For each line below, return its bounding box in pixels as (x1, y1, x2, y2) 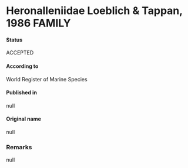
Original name (6, 115, 41, 122)
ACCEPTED (6, 49, 34, 56)
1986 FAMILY (6, 16, 71, 30)
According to (6, 63, 39, 70)
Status (6, 36, 23, 43)
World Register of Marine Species (6, 76, 88, 83)
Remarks (6, 143, 32, 151)
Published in (6, 89, 37, 96)
